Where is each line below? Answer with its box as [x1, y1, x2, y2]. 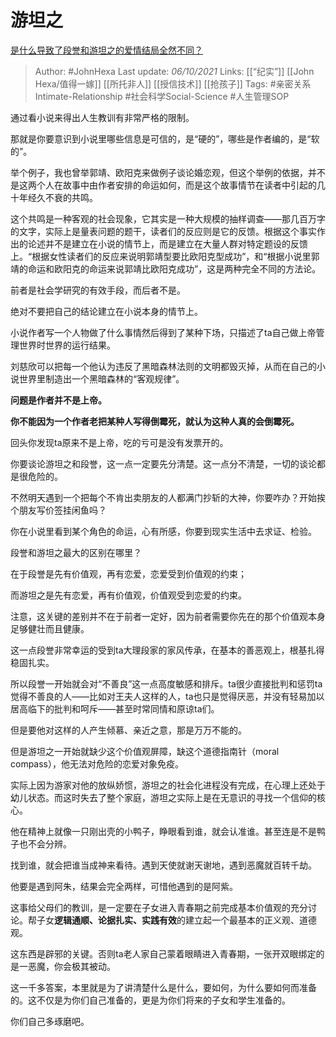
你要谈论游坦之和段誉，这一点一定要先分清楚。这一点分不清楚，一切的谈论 [10, 457, 317, 470]
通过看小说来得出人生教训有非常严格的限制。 [10, 111, 195, 123]
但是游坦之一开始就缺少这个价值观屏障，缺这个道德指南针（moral [10, 745, 280, 757]
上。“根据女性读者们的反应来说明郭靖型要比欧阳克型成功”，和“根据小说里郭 [10, 250, 320, 262]
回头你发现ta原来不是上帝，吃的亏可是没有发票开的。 [10, 436, 229, 448]
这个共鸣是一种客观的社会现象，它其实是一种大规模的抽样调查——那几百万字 [10, 212, 326, 225]
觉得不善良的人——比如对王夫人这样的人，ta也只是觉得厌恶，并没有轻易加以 [10, 690, 325, 702]
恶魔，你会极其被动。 [27, 960, 116, 972]
